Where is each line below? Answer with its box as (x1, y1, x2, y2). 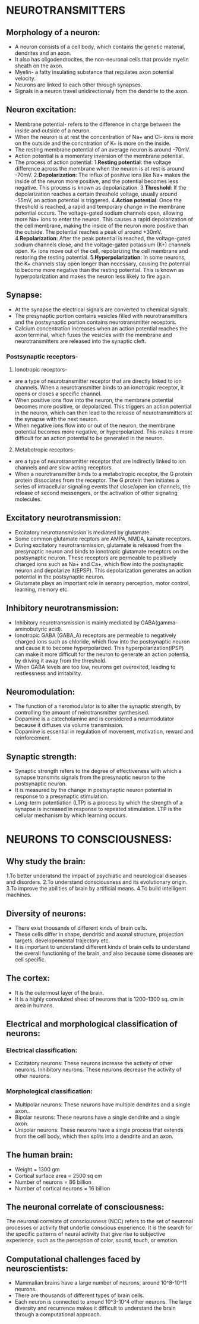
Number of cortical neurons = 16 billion (14, 1184, 110, 1192)
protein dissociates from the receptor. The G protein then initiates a (14, 477, 179, 484)
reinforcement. (14, 734, 52, 741)
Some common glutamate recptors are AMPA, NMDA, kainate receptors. (14, 535, 192, 542)
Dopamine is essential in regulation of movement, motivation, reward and (14, 728, 194, 735)
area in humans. (14, 1001, 55, 1009)
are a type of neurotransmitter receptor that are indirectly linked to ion (14, 457, 186, 465)
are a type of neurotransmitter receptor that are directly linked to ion (14, 377, 182, 385)
